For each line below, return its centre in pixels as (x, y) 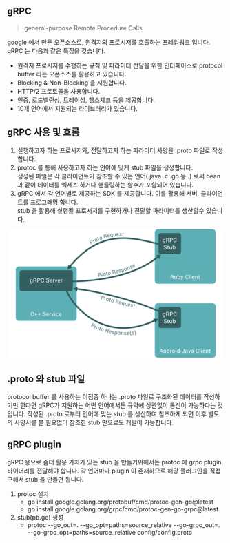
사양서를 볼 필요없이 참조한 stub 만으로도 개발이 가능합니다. (94, 422)
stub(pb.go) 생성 (40, 517)
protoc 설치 (33, 494)
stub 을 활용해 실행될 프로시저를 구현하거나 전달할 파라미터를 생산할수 (111, 210)
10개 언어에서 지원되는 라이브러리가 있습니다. (77, 108)
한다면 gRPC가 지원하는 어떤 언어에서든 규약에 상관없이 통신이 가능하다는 (118, 405)
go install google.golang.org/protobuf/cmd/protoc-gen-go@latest (120, 502)
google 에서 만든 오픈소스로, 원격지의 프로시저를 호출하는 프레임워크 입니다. (109, 42)
